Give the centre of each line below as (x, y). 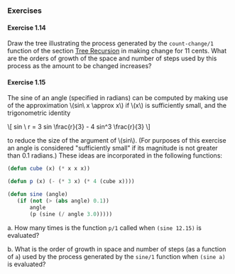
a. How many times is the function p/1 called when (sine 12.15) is (105, 228)
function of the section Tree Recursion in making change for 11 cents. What (117, 51)
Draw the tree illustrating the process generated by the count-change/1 (111, 43)
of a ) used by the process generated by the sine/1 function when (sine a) (116, 256)
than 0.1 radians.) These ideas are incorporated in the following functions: (115, 155)
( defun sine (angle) (38, 194)
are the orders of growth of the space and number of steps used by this (112, 58)
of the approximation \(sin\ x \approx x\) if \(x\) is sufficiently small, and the (117, 106)
